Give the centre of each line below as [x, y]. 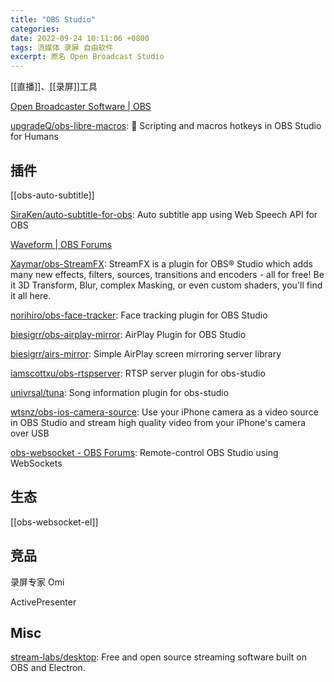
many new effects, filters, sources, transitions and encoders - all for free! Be [167, 274]
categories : [35, 29]
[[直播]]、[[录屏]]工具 [54, 87]
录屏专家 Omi [37, 582]
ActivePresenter [43, 602]
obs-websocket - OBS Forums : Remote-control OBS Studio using [144, 452]
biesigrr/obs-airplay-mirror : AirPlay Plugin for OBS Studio [128, 334]
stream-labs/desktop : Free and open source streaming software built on [159, 657]
